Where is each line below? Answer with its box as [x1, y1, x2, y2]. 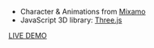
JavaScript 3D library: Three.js [19, 15, 122, 25]
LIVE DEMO [8, 31, 47, 40]
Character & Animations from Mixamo [19, 7, 146, 16]
